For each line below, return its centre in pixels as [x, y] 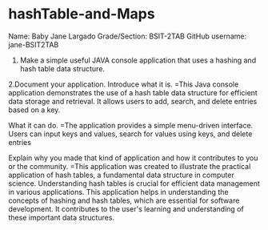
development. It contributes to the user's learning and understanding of [126, 208]
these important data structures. [61, 217]
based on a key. [34, 110]
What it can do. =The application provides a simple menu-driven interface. [131, 125]
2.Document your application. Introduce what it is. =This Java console [124, 84]
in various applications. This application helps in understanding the [119, 192]
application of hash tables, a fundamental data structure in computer [121, 175]
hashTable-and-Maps [82, 14]
